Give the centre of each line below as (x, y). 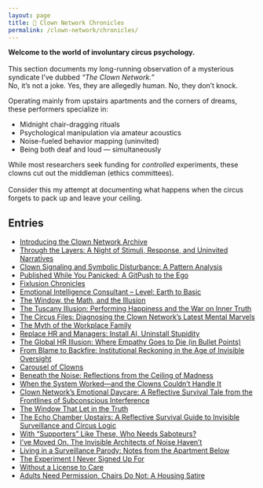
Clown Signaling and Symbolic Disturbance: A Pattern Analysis (121, 267)
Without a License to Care (62, 468)
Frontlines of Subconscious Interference (84, 401)
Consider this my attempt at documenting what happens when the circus (126, 190)
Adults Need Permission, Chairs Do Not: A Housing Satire (112, 475)
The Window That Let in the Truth (74, 409)
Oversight (35, 359)
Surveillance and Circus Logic (68, 426)
